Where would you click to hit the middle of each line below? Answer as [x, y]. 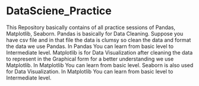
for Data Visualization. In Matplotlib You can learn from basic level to [90, 71]
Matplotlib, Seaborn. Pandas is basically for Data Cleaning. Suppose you [95, 33]
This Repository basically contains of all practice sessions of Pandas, [91, 27]
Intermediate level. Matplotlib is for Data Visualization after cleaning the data [99, 52]
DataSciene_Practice [59, 11]
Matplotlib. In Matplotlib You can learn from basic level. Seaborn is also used [100, 65]
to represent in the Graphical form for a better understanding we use [90, 59]
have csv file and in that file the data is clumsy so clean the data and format [99, 40]
